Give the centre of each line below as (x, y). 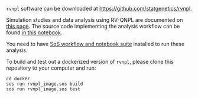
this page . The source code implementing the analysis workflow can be (93, 26)
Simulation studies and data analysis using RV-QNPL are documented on (95, 20)
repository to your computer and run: (51, 68)
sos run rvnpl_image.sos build (45, 84)
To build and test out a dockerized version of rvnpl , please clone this (90, 62)
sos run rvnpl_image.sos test (43, 89)
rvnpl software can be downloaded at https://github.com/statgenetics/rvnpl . (99, 9)
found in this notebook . (34, 32)
